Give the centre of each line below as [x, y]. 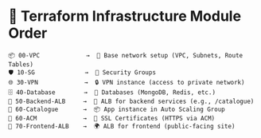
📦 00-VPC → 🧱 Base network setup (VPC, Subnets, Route [126, 55]
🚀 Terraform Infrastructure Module [125, 16]
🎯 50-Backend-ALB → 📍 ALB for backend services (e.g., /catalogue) [131, 101]
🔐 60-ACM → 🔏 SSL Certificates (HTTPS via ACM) [112, 118]
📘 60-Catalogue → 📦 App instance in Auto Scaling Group [117, 109]
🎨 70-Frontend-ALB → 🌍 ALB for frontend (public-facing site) [122, 126]
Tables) [21, 64]
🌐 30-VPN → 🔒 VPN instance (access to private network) [127, 82]
